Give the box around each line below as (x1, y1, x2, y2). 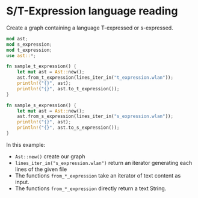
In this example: (6, 141, 46, 148)
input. (14, 178, 29, 185)
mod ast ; (6, 36, 28, 42)
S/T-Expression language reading (6, 4, 178, 18)
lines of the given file (14, 166, 67, 173)
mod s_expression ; (6, 41, 52, 48)
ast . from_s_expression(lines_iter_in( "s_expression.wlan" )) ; (17, 113, 173, 120)
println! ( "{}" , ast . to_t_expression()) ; (17, 85, 120, 91)
